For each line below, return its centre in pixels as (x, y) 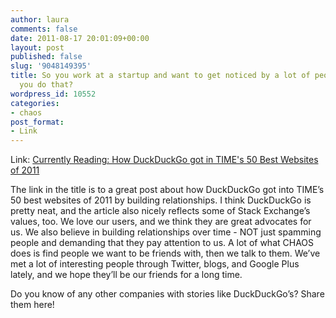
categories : (35, 103)
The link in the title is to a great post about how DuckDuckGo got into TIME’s (167, 190)
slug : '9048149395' (51, 66)
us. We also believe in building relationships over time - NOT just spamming (166, 232)
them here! (32, 305)
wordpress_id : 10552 (53, 94)
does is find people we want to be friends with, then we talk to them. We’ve (165, 253)
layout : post (37, 47)
